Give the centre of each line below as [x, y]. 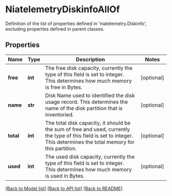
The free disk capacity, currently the [89, 68]
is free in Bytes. [64, 87]
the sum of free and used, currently [88, 129]
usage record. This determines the [87, 102]
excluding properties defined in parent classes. [55, 29]
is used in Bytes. [65, 176]
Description [91, 59]
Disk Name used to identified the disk [90, 95]
